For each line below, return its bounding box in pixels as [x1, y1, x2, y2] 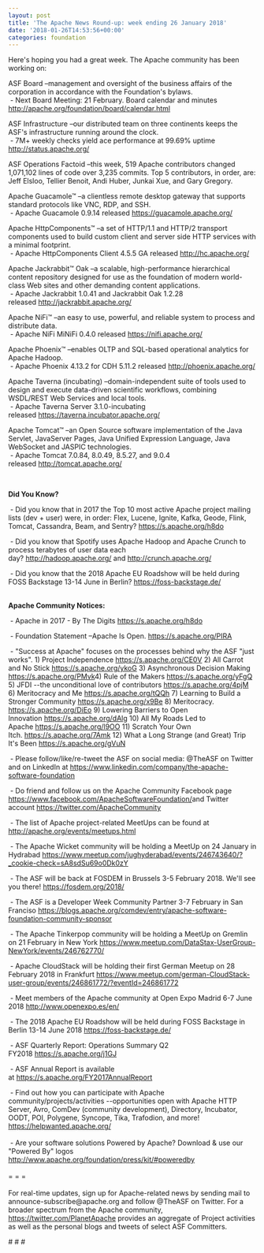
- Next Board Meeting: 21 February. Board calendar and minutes [9, 95, 218, 105]
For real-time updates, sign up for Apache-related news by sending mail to [8, 1188, 251, 1198]
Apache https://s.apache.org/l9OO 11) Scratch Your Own [8, 722, 191, 731]
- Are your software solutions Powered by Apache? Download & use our [9, 1138, 244, 1147]
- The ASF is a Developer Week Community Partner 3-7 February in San [9, 898, 244, 907]
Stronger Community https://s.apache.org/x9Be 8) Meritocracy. [8, 697, 214, 706]
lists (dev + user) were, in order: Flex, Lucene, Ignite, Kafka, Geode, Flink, [8, 513, 247, 522]
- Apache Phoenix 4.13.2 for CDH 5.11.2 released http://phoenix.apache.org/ [9, 362, 256, 371]
